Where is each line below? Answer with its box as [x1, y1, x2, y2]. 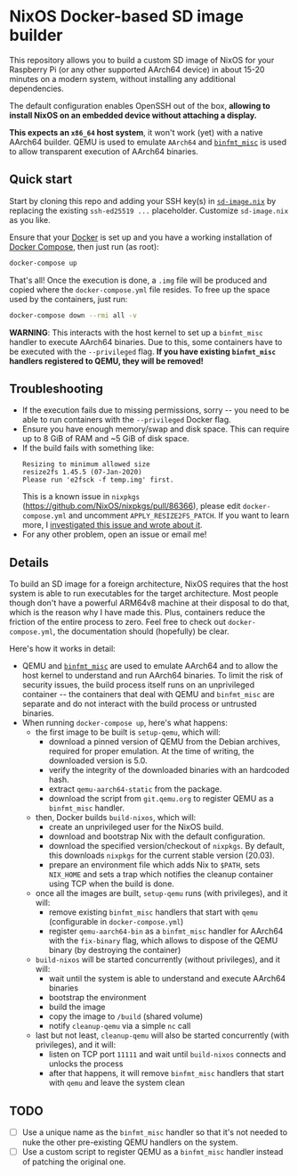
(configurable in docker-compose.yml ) [48, 917, 184, 927]
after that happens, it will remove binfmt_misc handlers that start [48, 1068, 285, 1079]
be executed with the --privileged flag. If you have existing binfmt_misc [9, 346, 277, 357]
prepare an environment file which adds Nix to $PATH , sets [48, 859, 261, 870]
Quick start [9, 172, 73, 187]
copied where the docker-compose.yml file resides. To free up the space [9, 284, 270, 295]
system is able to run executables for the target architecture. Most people [9, 588, 278, 599]
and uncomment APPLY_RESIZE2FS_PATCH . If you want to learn [68, 510, 290, 521]
